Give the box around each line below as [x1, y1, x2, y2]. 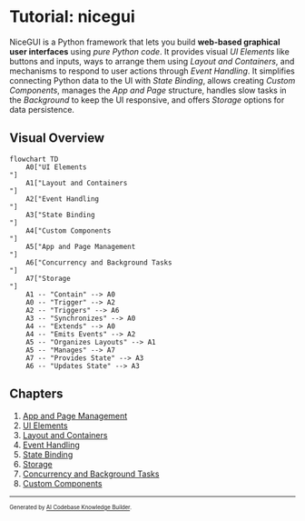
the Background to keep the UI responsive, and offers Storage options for [9, 94, 285, 105]
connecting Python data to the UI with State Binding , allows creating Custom [9, 75, 296, 85]
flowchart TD [9, 155, 59, 164]
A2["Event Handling [25, 194, 100, 204]
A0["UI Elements [25, 162, 88, 172]
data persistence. [9, 104, 75, 115]
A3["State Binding [25, 210, 95, 219]
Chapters [9, 386, 64, 402]
